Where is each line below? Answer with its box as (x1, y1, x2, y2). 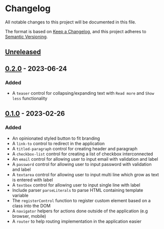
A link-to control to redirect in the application (12, 140, 105, 146)
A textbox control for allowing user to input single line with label (12, 182, 141, 188)
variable (12, 192, 29, 198)
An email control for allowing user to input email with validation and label (12, 156, 159, 162)
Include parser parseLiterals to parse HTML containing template (12, 187, 143, 193)
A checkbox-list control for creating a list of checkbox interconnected (12, 151, 153, 157)
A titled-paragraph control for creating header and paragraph (12, 146, 138, 151)
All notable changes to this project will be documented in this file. (5, 19, 137, 25)
